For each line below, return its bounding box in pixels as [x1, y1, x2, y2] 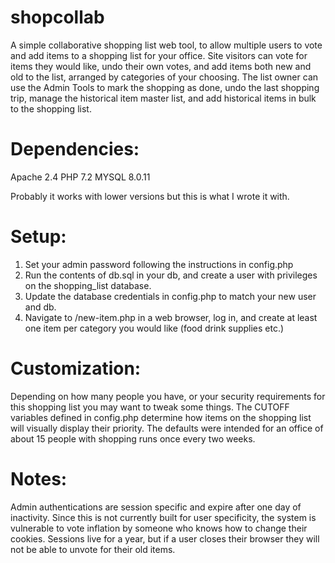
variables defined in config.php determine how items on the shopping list [10, 411, 312, 423]
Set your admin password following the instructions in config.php [24, 258, 294, 270]
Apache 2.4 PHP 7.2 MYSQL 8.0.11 [10, 171, 151, 183]
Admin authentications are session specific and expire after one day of [10, 501, 302, 513]
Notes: [10, 467, 68, 490]
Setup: [10, 226, 67, 248]
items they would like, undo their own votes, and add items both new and [10, 60, 312, 72]
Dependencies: [10, 138, 140, 161]
